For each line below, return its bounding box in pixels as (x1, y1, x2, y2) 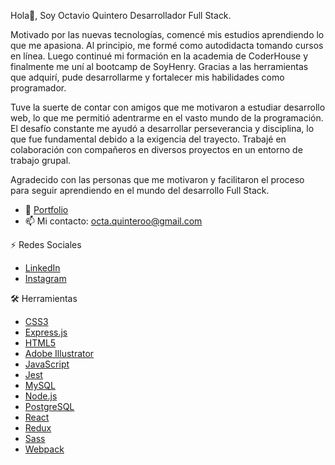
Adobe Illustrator (24, 348, 95, 359)
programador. (10, 82, 67, 94)
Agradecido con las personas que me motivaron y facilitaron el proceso (10, 174, 305, 185)
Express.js (24, 326, 68, 338)
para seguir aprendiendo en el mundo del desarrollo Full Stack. (10, 185, 270, 196)
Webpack (24, 443, 65, 455)
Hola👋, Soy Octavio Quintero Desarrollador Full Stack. (10, 10, 232, 21)
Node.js (24, 390, 58, 402)
